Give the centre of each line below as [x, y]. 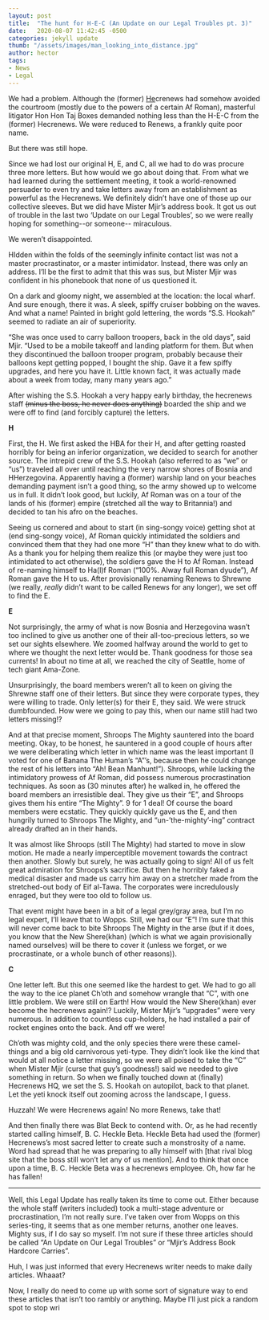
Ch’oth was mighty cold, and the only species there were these [112, 1043]
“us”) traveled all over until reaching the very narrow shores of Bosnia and [130, 469]
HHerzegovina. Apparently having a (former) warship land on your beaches [132, 477]
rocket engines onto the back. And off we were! [87, 1027]
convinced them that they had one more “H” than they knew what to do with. [134, 544]
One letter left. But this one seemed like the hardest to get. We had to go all [132, 984]
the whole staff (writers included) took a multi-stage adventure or [116, 1208]
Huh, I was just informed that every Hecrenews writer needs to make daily [130, 1266]
